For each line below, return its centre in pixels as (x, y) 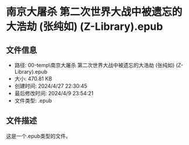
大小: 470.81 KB (33, 79)
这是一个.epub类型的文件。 (38, 136)
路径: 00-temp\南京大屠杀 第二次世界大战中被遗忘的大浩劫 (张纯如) (94, 65)
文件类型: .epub (33, 101)
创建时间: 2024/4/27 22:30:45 (51, 86)
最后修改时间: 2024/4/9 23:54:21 (54, 93)
